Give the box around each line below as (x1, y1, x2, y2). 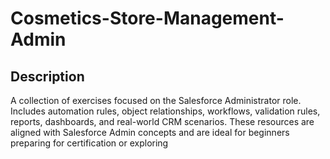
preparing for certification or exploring (10, 137, 169, 149)
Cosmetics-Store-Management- (10, 7, 285, 30)
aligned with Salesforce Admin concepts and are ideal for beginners (10, 127, 290, 138)
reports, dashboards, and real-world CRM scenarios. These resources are (10, 116, 315, 127)
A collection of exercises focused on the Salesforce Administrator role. (10, 95, 302, 106)
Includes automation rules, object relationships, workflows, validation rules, (10, 105, 321, 117)
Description (10, 68, 85, 85)
